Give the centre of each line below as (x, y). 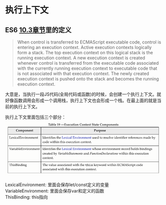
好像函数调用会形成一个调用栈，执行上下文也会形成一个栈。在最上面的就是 (81, 100)
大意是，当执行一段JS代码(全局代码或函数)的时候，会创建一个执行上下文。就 (83, 94)
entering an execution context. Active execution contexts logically (84, 47)
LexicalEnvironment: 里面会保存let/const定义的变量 (57, 184)
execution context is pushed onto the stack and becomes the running (88, 79)
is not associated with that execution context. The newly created (83, 74)
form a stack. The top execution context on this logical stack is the (85, 53)
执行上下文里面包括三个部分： (35, 117)
